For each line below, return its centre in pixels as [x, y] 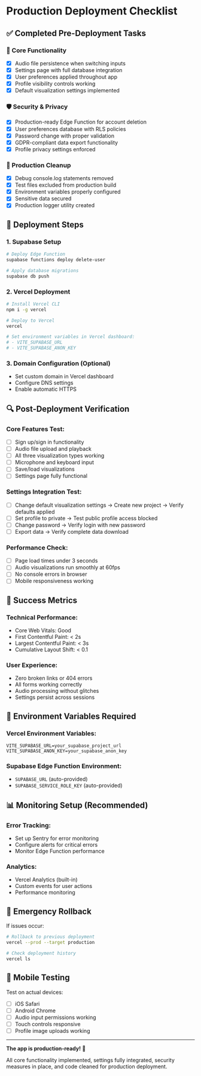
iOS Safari [27, 1003]
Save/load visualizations [45, 469]
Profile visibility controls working [55, 84]
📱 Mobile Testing [38, 978]
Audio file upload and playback [53, 449]
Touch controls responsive [48, 1024]
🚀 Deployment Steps [45, 224]
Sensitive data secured [43, 199]
